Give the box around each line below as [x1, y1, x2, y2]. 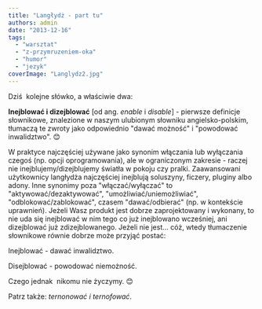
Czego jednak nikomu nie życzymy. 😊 [8, 276, 133, 285]
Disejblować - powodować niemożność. [8, 261, 137, 270]
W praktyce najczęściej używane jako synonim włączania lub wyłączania [8, 147, 243, 156]
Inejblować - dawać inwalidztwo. [8, 245, 115, 256]
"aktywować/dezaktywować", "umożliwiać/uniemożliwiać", [8, 189, 198, 198]
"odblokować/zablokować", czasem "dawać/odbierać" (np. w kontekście [8, 197, 243, 207]
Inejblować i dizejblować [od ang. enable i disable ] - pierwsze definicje [8, 107, 241, 116]
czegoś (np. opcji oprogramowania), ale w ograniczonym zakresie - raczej [8, 155, 248, 165]
